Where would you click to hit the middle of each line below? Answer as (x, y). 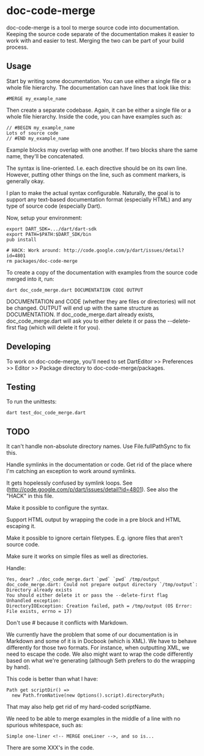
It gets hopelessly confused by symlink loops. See (69, 483)
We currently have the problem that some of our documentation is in (92, 635)
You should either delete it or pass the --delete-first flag (87, 596)
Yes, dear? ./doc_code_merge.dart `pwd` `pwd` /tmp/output (83, 579)
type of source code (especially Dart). (54, 206)
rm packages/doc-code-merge (42, 261)
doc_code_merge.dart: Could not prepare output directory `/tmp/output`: (102, 585)
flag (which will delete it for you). (59, 327)
